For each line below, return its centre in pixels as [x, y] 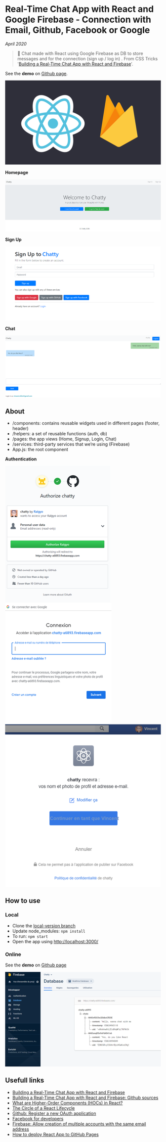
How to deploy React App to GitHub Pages [55, 1134]
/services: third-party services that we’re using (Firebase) [71, 444]
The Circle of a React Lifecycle [43, 1108]
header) [20, 428]
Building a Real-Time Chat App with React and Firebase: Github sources [85, 1097]
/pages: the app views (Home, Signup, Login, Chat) [64, 439]
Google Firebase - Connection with [78, 20]
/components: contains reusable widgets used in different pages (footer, [86, 423]
